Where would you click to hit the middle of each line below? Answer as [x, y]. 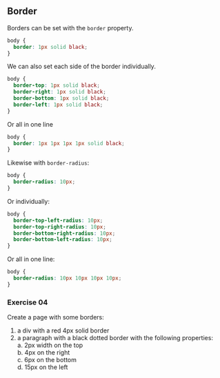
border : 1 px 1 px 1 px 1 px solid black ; [69, 143]
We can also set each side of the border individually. [82, 66]
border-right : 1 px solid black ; [60, 92]
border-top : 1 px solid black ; [57, 85]
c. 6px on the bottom [47, 360]
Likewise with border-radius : [48, 163]
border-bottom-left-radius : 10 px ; [63, 240]
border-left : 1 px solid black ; [58, 105]
